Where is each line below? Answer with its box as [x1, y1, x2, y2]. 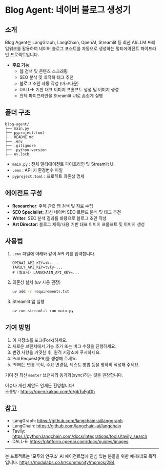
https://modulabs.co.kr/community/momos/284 [19, 459, 115, 465]
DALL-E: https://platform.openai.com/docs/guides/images [12, 438, 128, 444]
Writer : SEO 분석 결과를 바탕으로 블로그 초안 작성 [12, 215, 107, 221]
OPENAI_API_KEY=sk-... [12, 261, 59, 266]
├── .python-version [5, 148, 47, 152]
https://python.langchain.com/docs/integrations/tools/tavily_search [12, 433, 147, 439]
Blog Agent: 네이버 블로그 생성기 [5, 4, 131, 16]
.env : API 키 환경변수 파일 [12, 167, 63, 173]
